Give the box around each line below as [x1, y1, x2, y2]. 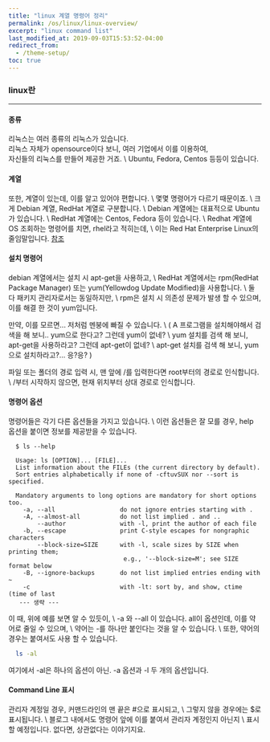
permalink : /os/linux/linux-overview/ [8, 19, 138, 27]
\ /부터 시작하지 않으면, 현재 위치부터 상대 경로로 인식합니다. [8, 377, 195, 386]
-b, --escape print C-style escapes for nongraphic [22, 527, 250, 535]
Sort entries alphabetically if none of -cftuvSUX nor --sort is [15, 471, 239, 479]
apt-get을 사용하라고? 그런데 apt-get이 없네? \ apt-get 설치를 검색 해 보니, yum [8, 340, 260, 349]
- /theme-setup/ [15, 49, 70, 57]
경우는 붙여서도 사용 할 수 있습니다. [8, 634, 118, 643]
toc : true [8, 57, 42, 65]
